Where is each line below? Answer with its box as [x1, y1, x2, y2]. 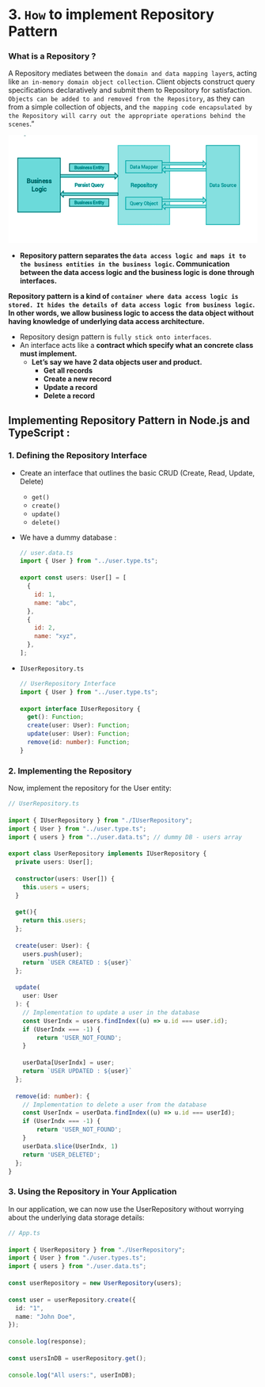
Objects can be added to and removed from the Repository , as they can [8, 94, 245, 104]
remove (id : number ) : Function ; [27, 739, 131, 747]
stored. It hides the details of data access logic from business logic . [8, 300, 256, 309]
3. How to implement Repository [8, 6, 215, 24]
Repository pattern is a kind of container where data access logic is [8, 291, 239, 300]
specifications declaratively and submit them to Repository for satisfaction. [8, 86, 252, 95]
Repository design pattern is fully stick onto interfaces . [19, 331, 212, 342]
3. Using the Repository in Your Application [8, 1186, 177, 1198]
